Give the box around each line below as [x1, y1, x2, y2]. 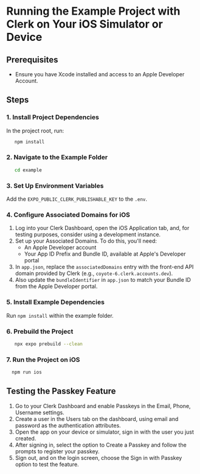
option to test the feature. [15, 461, 79, 468]
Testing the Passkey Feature [6, 386, 117, 397]
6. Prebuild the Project [6, 327, 74, 336]
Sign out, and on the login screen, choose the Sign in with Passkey [15, 454, 182, 461]
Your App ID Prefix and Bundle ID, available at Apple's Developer [24, 250, 186, 257]
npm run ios [12, 369, 43, 376]
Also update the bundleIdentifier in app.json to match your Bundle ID [15, 276, 191, 284]
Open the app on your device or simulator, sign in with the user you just [15, 428, 195, 436]
